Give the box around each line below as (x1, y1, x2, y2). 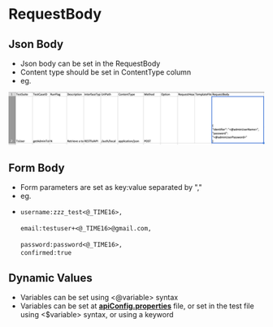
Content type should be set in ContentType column (19, 67, 192, 77)
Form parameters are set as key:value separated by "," (19, 183, 203, 192)
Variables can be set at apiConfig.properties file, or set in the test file (19, 301, 254, 311)
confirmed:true (19, 249, 72, 257)
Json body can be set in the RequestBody (19, 58, 161, 68)
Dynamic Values (8, 271, 93, 285)
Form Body (8, 161, 65, 174)
